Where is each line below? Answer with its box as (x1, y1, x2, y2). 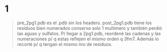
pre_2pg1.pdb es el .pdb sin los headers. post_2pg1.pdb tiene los (17, 20, 152, 26)
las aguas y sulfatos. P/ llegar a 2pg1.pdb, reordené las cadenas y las (17, 30, 161, 36)
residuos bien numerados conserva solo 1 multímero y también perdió (17, 25, 162, 31)
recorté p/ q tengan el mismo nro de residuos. (17, 41, 113, 47)
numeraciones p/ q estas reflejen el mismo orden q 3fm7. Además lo (17, 36, 159, 42)
